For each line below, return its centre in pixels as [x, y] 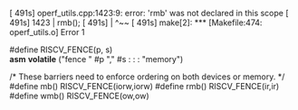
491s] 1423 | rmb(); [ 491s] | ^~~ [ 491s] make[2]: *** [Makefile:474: [136, 23]
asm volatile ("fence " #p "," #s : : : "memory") [96, 59]
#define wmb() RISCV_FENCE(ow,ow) [79, 96]
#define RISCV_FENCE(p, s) [61, 50]
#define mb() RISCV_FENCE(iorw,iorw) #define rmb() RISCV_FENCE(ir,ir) [144, 86]
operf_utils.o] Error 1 [47, 32]
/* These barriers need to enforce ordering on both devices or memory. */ [147, 77]
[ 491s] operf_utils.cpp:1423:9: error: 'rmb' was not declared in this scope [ [149, 13]
